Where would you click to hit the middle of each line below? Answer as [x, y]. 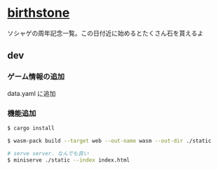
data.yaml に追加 [32, 93]
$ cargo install [31, 128]
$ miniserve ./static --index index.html [69, 160]
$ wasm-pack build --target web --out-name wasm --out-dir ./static [109, 141]
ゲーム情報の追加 [36, 77]
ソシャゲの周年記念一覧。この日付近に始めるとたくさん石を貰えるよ [105, 33]
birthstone [39, 13]
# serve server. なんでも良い [48, 153]
